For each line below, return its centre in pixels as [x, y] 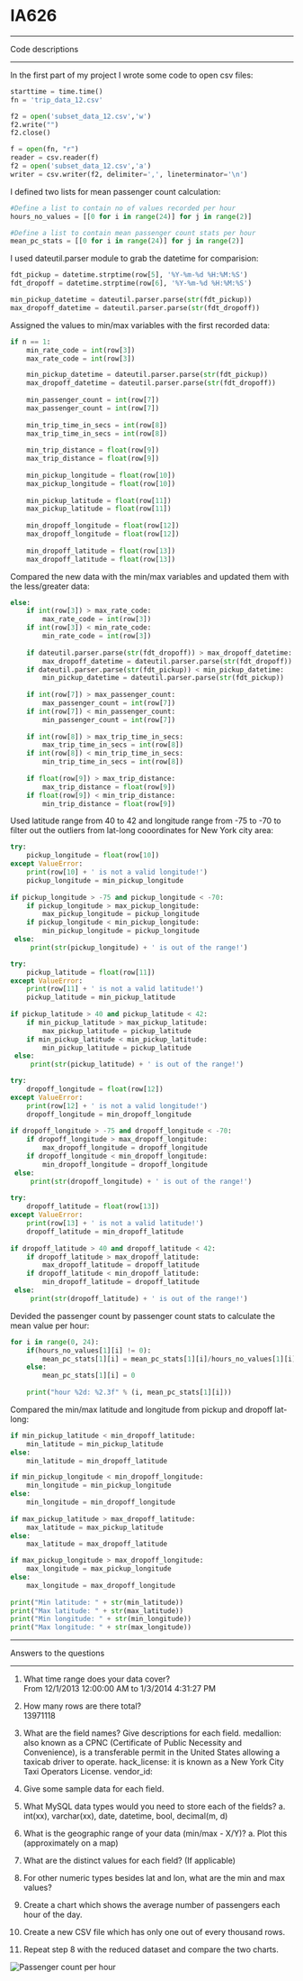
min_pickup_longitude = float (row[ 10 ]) [101, 475]
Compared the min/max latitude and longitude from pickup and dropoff [142, 1409]
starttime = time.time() [57, 91]
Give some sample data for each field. [94, 1789]
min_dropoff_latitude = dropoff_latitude [121, 1282]
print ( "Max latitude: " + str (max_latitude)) [97, 1610]
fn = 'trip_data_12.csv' [57, 100]
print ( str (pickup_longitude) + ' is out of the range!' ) [139, 948]
